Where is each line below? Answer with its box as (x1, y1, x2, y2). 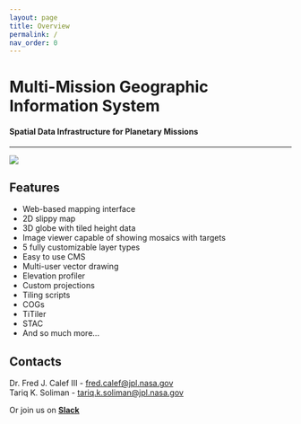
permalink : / (9, 30, 58, 39)
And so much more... (21, 328, 100, 339)
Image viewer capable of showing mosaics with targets (21, 233, 227, 243)
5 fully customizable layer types (21, 242, 141, 252)
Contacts (9, 354, 63, 369)
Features (9, 181, 60, 196)
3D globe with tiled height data (21, 223, 136, 234)
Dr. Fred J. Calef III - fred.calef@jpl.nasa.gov (9, 378, 174, 389)
